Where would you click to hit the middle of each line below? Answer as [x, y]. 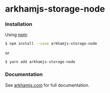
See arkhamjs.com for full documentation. [47, 85]
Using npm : [17, 35]
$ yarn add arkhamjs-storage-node [40, 62]
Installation [19, 24]
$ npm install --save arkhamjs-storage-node [51, 44]
